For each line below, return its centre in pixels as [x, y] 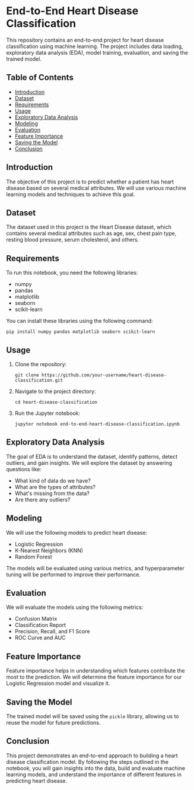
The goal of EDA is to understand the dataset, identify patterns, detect [92, 456]
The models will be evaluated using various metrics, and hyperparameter [96, 568]
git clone [27, 375]
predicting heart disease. [37, 781]
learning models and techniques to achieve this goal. [71, 194]
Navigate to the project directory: [55, 391]
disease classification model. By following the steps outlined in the [88, 762]
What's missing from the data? [52, 493]
